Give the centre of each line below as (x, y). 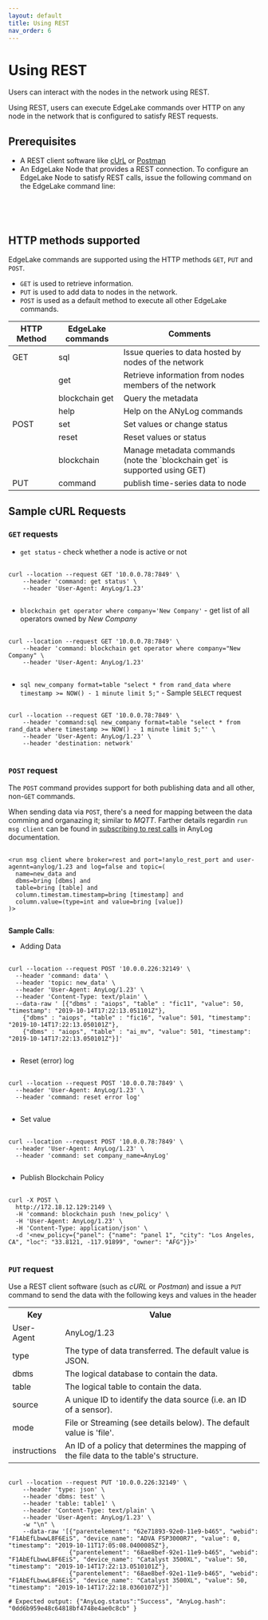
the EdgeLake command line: (67, 186)
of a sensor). (89, 1410)
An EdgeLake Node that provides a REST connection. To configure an (134, 170)
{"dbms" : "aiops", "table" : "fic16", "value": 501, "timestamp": (137, 1017)
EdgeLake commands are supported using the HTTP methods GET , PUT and (131, 259)
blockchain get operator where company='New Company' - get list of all (134, 610)
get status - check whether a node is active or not (103, 552)
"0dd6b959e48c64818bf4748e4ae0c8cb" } (73, 1609)
